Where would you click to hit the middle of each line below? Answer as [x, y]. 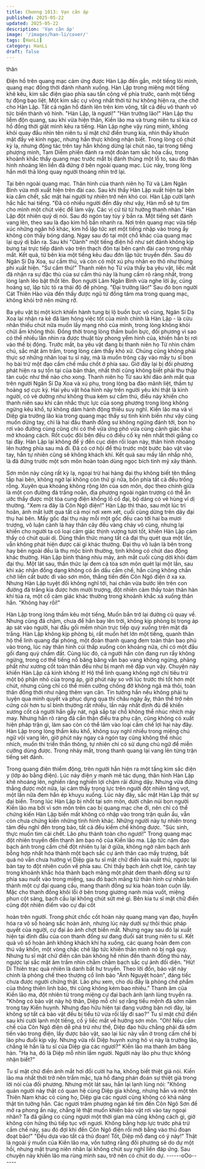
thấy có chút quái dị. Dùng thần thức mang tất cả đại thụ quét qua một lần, [100, 538]
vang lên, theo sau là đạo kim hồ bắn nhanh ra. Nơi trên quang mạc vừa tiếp [102, 222]
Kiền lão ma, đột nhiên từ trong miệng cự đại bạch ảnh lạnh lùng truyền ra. [100, 995]
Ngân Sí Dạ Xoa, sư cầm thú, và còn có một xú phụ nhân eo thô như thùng [100, 261]
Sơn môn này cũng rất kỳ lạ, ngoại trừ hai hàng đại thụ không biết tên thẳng [101, 473]
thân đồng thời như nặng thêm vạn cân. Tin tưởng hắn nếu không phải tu [97, 692]
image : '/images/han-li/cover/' [47, 35]
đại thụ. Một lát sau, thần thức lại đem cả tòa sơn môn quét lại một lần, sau [100, 563]
